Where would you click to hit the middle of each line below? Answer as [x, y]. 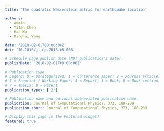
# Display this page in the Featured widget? [52, 117]
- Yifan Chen [23, 27]
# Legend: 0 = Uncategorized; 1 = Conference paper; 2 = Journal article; [83, 76]
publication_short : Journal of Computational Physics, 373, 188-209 [76, 108]
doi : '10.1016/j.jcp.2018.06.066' [40, 50]
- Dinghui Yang [25, 37]
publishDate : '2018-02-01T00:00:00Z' [43, 63]
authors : [14, 18]
